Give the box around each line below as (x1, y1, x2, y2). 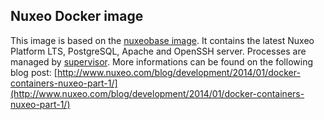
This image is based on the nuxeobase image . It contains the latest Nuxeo (10, 34, 315, 46)
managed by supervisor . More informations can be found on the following (10, 55, 313, 68)
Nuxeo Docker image (10, 8, 144, 25)
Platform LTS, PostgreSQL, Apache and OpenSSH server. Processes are (10, 45, 307, 57)
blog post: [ (10, 66, 58, 78)
